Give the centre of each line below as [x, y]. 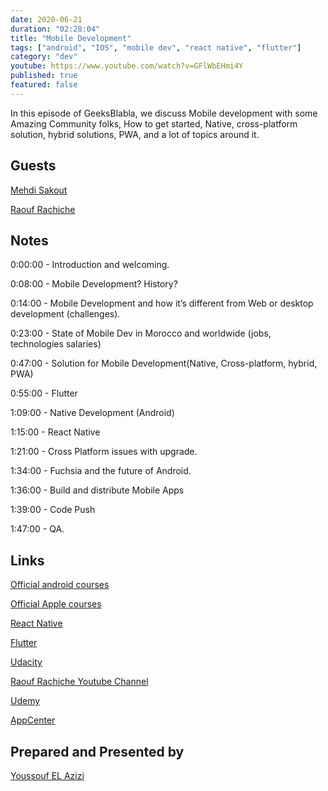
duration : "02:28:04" [55, 29]
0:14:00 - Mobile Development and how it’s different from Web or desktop [162, 303]
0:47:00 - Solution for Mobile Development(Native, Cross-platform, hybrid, [164, 363]
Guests [33, 166]
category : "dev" [44, 57]
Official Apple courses [56, 604]
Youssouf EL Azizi [47, 775]
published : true [44, 76]
